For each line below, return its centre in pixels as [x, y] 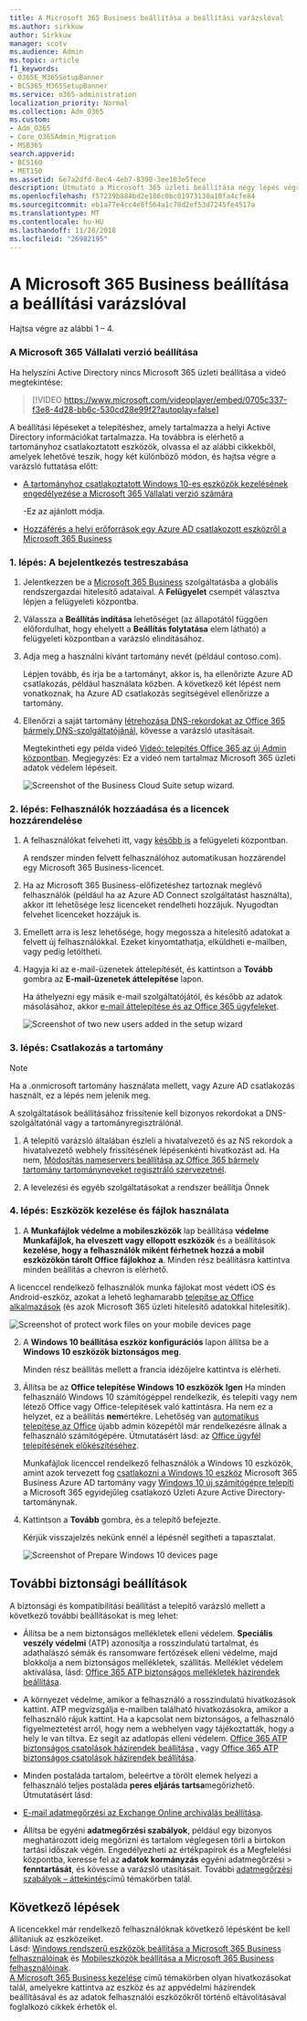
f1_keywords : [34, 69]
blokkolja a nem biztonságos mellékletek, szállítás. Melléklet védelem [153, 1662]
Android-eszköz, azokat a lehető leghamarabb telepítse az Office [132, 1296]
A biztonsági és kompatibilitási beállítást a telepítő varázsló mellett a [138, 1605]
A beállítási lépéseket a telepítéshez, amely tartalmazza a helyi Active [140, 427]
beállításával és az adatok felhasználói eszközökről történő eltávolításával [148, 1997]
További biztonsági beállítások [98, 1584]
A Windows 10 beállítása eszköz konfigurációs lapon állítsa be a [146, 1342]
